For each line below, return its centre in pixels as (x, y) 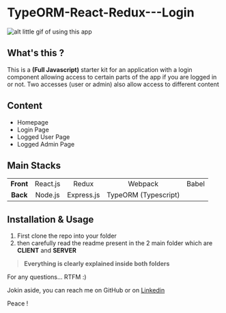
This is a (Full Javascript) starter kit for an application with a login (100, 69)
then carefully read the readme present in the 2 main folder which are (115, 243)
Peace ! (18, 303)
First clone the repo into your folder (67, 236)
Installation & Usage (51, 220)
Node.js (47, 195)
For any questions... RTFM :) (47, 277)
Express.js (84, 195)
